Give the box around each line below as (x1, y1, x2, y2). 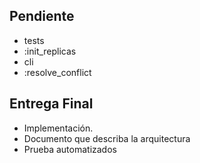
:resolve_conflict (23, 66, 92, 78)
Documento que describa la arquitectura (23, 132, 191, 144)
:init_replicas (23, 45, 77, 57)
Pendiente (9, 8, 75, 25)
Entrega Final (9, 95, 94, 113)
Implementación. (23, 122, 94, 134)
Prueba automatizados (23, 143, 117, 155)
